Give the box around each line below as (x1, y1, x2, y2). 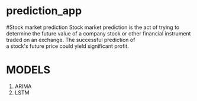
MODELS (6, 63, 51, 77)
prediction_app (6, 4, 82, 18)
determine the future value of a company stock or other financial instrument (6, 30, 191, 37)
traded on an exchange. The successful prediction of (6, 36, 135, 43)
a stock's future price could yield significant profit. (6, 43, 129, 50)
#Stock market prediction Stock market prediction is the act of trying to (6, 24, 180, 31)
